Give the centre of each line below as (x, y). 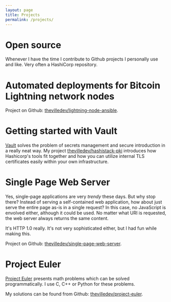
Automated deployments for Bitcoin (83, 85)
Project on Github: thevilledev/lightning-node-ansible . (62, 110)
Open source (33, 45)
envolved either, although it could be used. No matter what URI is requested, (86, 213)
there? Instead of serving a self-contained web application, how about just (84, 202)
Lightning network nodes (60, 96)
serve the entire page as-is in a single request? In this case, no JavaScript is (86, 208)
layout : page (19, 10)
